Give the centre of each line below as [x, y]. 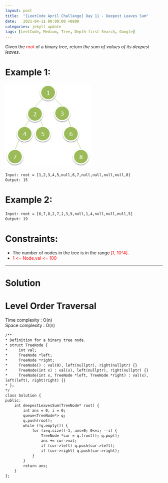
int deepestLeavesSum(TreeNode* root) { [57, 406]
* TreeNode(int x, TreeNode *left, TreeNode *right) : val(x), [77, 375]
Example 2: [29, 200]
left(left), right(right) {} [35, 380]
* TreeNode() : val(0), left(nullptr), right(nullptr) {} [71, 365]
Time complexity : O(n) [29, 320]
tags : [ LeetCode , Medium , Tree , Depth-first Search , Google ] [70, 32]
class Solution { [23, 396]
